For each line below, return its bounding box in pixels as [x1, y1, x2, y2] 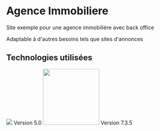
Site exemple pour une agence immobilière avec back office [6, 24, 155, 31]
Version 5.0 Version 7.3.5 [13, 119, 133, 126]
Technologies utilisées [6, 52, 93, 63]
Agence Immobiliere [6, 4, 109, 18]
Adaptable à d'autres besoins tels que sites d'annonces [6, 35, 143, 42]
